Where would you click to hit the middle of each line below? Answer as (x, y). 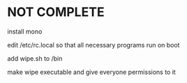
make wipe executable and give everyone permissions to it (91, 72)
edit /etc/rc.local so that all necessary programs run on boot (93, 45)
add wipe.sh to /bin (35, 58)
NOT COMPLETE (56, 12)
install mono (25, 31)
